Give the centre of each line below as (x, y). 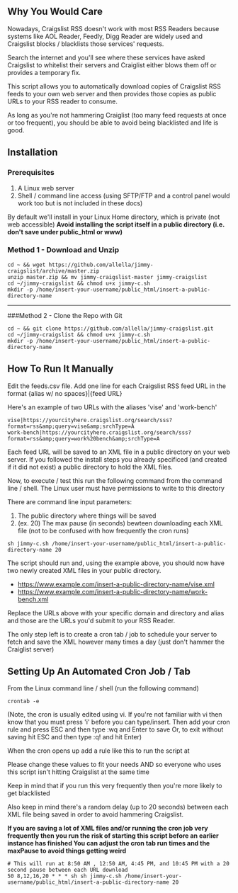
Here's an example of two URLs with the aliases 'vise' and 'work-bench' (112, 407)
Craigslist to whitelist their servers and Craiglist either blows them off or (112, 65)
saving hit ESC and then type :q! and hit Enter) (75, 737)
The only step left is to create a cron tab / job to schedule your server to (112, 634)
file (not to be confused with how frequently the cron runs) (103, 530)
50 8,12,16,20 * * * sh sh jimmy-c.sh (64, 876)
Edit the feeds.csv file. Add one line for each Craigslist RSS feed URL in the (117, 386)
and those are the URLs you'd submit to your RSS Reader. (91, 620)
